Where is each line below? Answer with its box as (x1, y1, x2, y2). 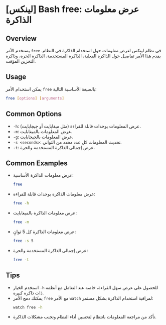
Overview (6, 34, 37, 43)
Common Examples (6, 159, 68, 167)
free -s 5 (13, 238, 34, 243)
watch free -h (13, 305, 43, 310)
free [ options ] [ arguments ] (6, 95, 65, 101)
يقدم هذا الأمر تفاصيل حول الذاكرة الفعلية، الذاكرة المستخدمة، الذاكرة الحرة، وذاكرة (6, 53, 161, 59)
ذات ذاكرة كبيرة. (13, 290, 44, 296)
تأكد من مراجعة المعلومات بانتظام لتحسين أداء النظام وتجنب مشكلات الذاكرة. (13, 314, 157, 320)
